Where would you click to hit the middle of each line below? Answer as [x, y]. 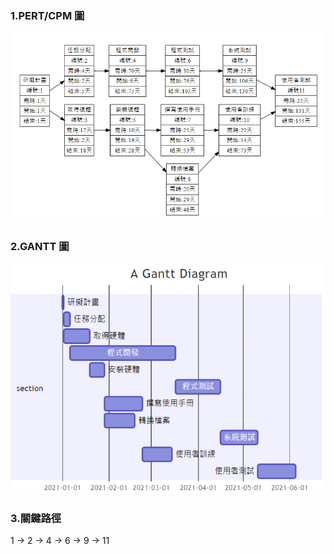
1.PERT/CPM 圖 [47, 15]
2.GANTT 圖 [40, 247]
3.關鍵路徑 [36, 518]
